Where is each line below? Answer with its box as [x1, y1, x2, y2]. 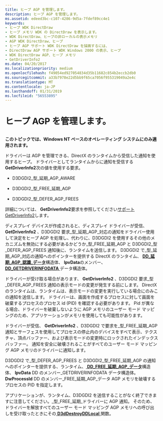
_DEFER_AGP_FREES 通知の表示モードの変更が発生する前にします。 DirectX [5, 281, 157, 288]
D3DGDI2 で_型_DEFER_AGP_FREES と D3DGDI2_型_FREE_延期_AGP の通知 [5, 357, 156, 363]
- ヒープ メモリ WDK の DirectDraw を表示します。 [5, 30, 99, 35]
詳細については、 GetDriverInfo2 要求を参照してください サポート [5, 206, 135, 212]
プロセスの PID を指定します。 [5, 381, 66, 388]
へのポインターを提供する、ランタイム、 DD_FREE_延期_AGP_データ [5, 363, 143, 369]
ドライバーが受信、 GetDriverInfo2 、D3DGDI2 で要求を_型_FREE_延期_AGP [5, 322, 158, 328]
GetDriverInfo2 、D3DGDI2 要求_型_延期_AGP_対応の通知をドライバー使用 [5, 229, 155, 235]
